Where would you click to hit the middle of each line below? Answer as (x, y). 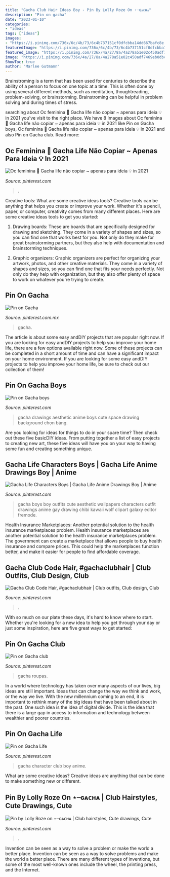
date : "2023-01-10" (26, 19)
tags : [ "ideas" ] (22, 33)
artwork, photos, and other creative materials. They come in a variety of (88, 263)
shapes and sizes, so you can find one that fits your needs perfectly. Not (88, 269)
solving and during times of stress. (41, 102)
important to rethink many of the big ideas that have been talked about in (81, 702)
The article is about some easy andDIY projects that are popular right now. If (85, 337)
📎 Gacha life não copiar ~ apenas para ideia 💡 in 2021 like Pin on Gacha (80, 123)
